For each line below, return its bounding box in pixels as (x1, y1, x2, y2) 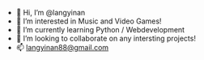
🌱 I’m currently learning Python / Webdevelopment (15, 25, 185, 34)
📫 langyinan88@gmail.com (15, 43, 109, 52)
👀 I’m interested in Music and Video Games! (15, 16, 162, 26)
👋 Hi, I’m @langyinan (15, 8, 86, 17)
